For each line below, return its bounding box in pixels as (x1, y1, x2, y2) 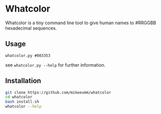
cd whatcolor (5, 94, 33, 100)
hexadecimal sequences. (5, 25, 57, 31)
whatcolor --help (5, 104, 42, 109)
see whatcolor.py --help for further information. (5, 62, 106, 68)
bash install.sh (5, 99, 39, 104)
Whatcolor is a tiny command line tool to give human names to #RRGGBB (5, 20, 156, 26)
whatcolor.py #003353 (5, 53, 51, 58)
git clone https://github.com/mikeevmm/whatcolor (5, 90, 112, 95)
